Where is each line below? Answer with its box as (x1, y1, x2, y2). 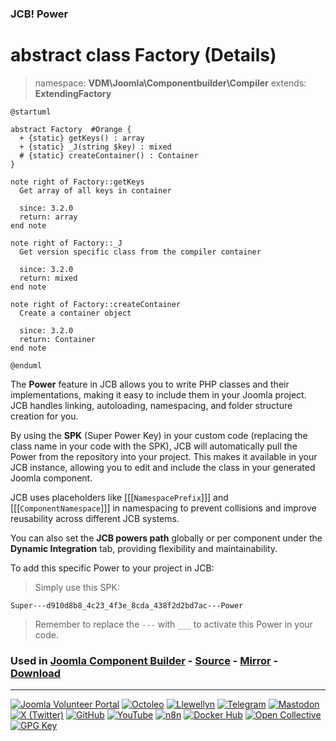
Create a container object (19, 308, 132, 318)
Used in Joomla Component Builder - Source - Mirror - (10, 653, 279, 667)
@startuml (10, 107, 52, 117)
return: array (19, 212, 78, 222)
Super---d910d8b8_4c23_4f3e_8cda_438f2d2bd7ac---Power (10, 600, 244, 611)
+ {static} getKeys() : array (19, 133, 145, 143)
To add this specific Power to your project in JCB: (10, 562, 215, 574)
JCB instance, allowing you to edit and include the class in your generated (10, 461, 316, 473)
